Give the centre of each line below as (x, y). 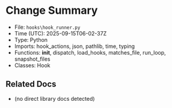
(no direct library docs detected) (54, 98)
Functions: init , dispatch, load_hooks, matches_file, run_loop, (90, 52)
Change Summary (52, 10)
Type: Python (31, 40)
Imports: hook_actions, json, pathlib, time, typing (75, 46)
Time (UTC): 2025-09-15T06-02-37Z (60, 33)
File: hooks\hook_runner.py (47, 27)
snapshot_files (32, 59)
